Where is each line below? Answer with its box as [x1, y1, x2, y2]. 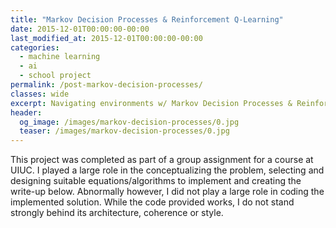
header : [10, 107, 43, 118]
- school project [19, 71, 92, 81]
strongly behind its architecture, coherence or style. [10, 207, 224, 219]
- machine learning [19, 52, 101, 62]
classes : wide [10, 89, 70, 99]
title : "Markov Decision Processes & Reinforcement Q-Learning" [10, 14, 284, 25]
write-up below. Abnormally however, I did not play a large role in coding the [10, 186, 325, 198]
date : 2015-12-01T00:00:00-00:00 [10, 24, 150, 34]
